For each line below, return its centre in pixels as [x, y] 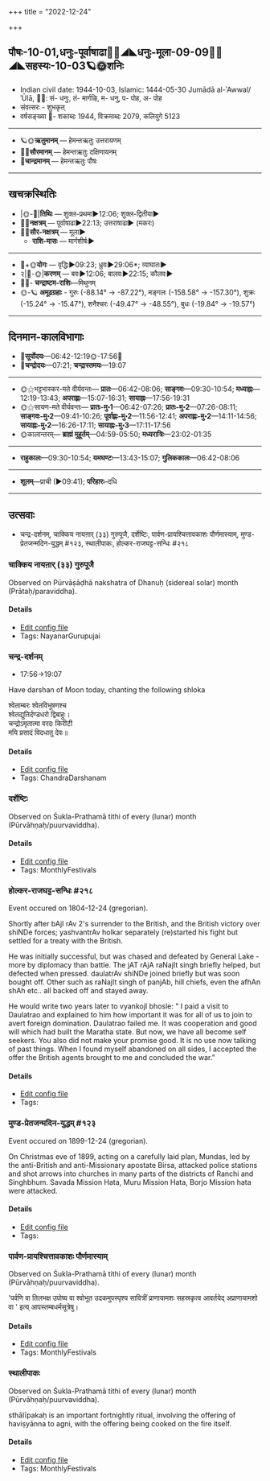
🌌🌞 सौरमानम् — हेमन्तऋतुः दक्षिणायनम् [68, 151]
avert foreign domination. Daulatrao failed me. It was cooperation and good [133, 1023]
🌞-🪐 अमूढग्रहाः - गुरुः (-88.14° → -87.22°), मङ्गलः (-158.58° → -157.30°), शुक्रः [137, 292]
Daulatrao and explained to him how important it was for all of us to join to [131, 1015]
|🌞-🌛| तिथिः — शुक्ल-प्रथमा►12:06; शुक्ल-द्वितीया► [90, 213]
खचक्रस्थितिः [33, 194]
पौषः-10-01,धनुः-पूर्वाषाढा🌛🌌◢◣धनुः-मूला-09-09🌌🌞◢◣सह [116, 53]
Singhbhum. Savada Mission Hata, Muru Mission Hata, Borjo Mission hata [130, 1182]
